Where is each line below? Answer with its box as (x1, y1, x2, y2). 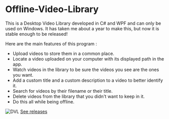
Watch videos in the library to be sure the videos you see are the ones (12, 67, 159, 73)
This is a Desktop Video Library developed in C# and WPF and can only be (5, 20, 161, 26)
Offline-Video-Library (5, 4, 99, 15)
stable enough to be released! (5, 31, 68, 37)
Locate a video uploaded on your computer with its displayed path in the (12, 55, 164, 62)
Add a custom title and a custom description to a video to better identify (12, 77, 163, 83)
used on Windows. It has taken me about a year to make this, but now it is (5, 25, 159, 31)
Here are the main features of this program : (5, 40, 97, 46)
